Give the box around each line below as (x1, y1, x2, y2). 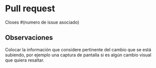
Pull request (5, 3, 55, 14)
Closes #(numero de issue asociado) (5, 19, 79, 25)
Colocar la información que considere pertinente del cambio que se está (5, 46, 152, 52)
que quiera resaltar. (5, 57, 45, 63)
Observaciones (5, 34, 53, 42)
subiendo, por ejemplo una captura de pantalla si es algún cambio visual (5, 52, 152, 58)
